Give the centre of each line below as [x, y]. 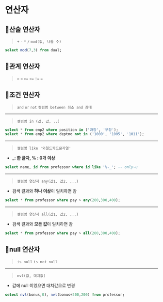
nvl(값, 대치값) [31, 276]
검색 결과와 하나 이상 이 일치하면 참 [44, 191]
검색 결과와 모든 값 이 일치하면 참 [42, 224]
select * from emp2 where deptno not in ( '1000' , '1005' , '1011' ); [75, 134]
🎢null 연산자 [23, 249]
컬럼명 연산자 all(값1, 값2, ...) [48, 214]
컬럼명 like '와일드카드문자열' [44, 148]
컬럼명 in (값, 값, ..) [38, 121]
